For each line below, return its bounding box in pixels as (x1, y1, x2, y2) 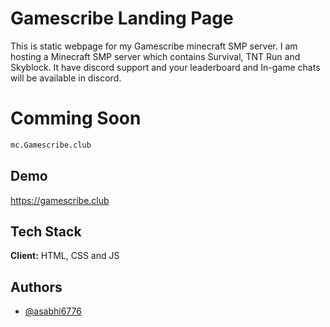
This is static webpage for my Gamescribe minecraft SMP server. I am (10, 40, 298, 52)
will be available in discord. (10, 72, 122, 84)
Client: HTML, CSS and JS (10, 250, 120, 262)
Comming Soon (10, 107, 142, 130)
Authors (10, 278, 63, 296)
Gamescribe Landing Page (10, 7, 234, 30)
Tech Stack (10, 223, 82, 240)
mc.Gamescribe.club (10, 140, 92, 150)
